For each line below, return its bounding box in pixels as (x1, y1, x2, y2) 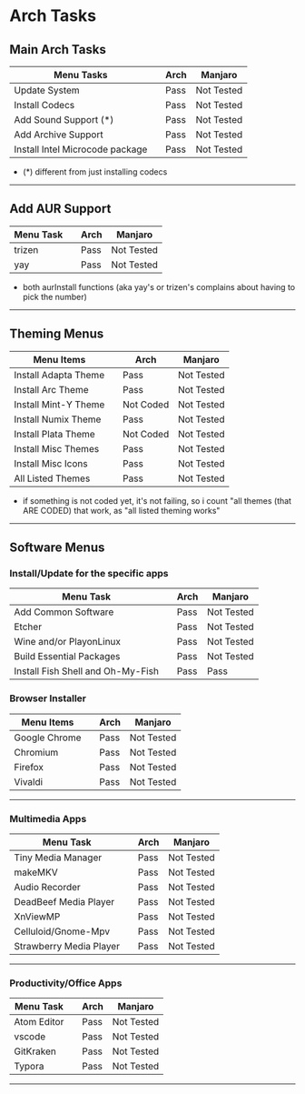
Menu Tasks (54, 69, 108, 81)
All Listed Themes (14, 472, 91, 485)
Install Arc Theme (14, 383, 89, 396)
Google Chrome (14, 731, 82, 744)
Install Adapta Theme (14, 368, 105, 381)
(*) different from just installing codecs (22, 166, 168, 177)
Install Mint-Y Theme (14, 397, 105, 410)
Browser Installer (9, 692, 87, 705)
